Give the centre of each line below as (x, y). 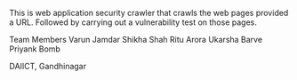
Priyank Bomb (35, 49)
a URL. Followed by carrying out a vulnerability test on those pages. (133, 22)
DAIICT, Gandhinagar (48, 66)
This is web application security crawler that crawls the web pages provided (149, 13)
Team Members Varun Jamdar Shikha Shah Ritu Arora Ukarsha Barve (136, 40)
